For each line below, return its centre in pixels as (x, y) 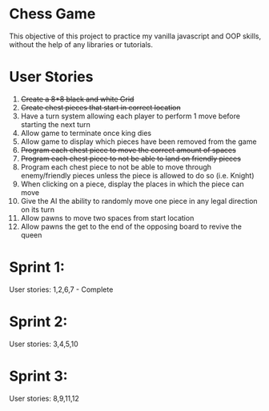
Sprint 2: (38, 321)
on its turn (38, 209)
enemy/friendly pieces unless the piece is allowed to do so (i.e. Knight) (137, 175)
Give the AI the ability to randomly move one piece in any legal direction (139, 201)
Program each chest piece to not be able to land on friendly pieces (130, 158)
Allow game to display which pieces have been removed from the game (139, 142)
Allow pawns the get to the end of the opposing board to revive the (131, 226)
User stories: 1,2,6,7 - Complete (61, 289)
